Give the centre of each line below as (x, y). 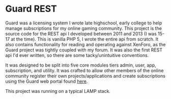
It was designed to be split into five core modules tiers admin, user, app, (81, 65)
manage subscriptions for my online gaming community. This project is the (83, 28)
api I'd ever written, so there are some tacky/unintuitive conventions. (77, 55)
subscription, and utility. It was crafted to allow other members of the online (84, 70)
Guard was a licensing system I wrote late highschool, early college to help (84, 23)
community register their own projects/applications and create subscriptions (85, 76)
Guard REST (31, 9)
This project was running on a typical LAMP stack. (58, 91)
